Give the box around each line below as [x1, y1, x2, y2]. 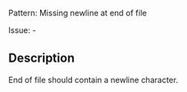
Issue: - [8, 25, 37, 35]
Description [8, 51, 75, 66]
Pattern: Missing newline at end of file [8, 8, 148, 18]
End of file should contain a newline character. [8, 74, 179, 85]
